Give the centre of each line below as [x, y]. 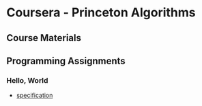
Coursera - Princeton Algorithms [101, 13]
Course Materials [44, 38]
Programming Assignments [66, 61]
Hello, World [27, 80]
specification [34, 95]
